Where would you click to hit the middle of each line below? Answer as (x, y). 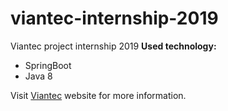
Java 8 (38, 76)
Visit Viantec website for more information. (98, 95)
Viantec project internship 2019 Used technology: (113, 46)
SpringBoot (48, 65)
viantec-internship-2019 (114, 18)
